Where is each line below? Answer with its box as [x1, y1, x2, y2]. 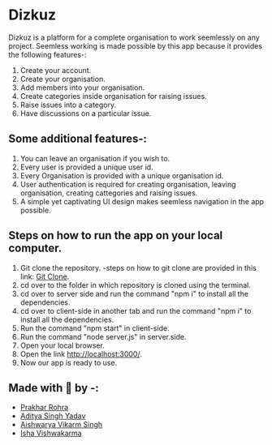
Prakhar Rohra [19, 403, 69, 413]
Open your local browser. [19, 340, 106, 350]
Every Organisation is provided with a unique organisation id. [19, 170, 224, 180]
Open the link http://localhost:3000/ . [19, 349, 142, 358]
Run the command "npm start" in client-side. [19, 323, 170, 333]
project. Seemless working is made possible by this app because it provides [8, 41, 262, 50]
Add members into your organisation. [19, 83, 145, 92]
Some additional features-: [8, 132, 148, 146]
